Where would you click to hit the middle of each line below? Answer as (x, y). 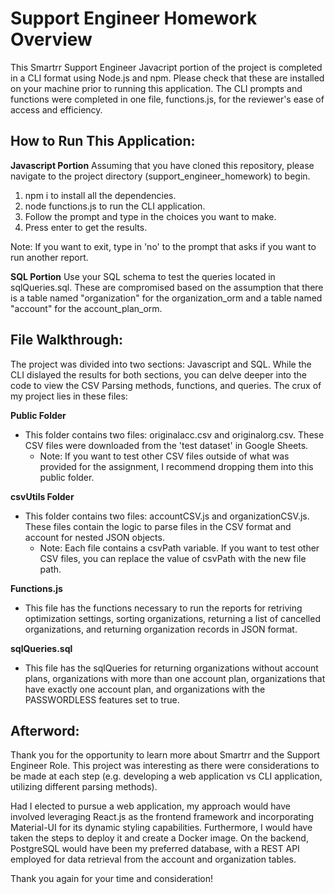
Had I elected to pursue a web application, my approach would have (151, 806)
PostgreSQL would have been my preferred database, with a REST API (155, 849)
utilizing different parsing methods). (84, 787)
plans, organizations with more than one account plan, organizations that (175, 678)
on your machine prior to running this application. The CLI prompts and (156, 88)
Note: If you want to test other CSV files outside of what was (164, 456)
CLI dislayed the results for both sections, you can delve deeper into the (158, 374)
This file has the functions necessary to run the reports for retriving (163, 608)
